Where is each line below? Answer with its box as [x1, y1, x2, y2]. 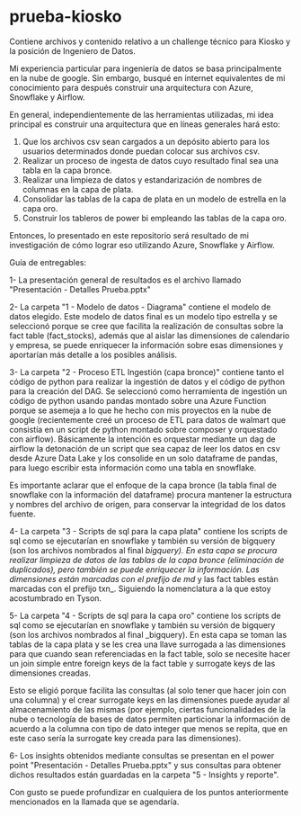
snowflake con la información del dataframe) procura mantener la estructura [9, 489, 292, 500]
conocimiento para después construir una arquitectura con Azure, [9, 82, 253, 93]
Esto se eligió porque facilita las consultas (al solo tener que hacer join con [9, 685, 287, 695]
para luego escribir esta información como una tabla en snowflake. [9, 462, 257, 473]
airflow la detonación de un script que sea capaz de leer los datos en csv [9, 443, 280, 453]
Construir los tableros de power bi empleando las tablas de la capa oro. [22, 212, 288, 223]
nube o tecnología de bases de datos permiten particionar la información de [9, 713, 290, 724]
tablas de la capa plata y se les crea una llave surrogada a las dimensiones [9, 639, 286, 650]
